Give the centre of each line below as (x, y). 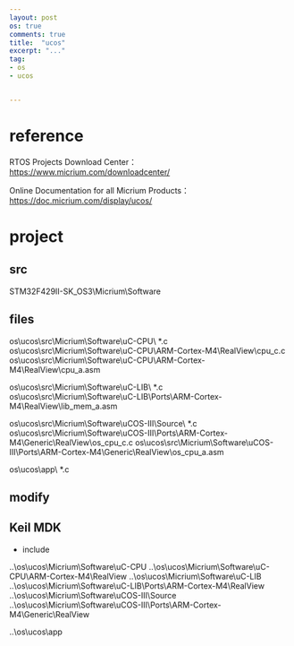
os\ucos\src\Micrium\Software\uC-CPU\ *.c (88, 340)
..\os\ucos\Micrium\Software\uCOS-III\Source (93, 595)
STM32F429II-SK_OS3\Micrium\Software (85, 291)
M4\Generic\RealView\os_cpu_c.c (71, 442)
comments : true (38, 34)
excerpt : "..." (38, 51)
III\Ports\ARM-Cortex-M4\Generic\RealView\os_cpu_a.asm (117, 452)
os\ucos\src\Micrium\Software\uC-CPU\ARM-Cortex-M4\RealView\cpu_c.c (147, 350)
